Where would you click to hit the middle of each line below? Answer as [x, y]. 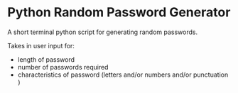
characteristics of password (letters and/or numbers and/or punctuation [123, 75]
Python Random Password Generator [119, 12]
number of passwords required [63, 67]
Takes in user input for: [41, 45]
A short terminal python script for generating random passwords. [102, 32]
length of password [46, 59]
